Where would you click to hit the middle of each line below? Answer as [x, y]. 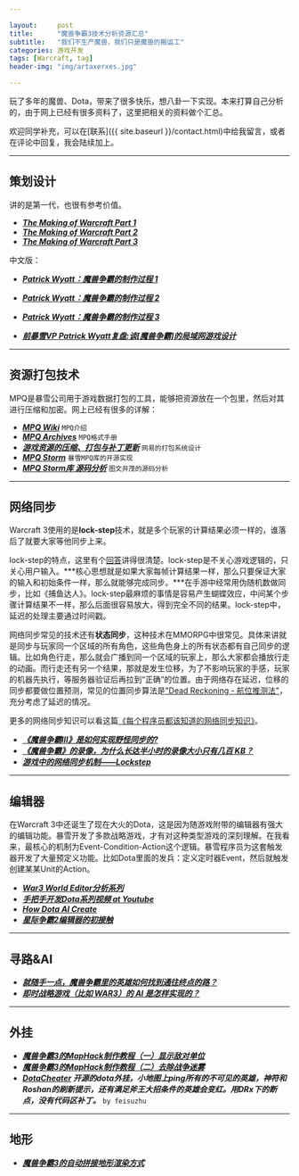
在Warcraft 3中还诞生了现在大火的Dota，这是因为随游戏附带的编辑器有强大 [146, 824]
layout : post [41, 25]
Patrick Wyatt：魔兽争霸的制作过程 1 [90, 278]
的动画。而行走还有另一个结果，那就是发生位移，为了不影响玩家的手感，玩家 [149, 668]
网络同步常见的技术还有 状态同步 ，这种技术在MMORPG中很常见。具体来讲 [144, 635]
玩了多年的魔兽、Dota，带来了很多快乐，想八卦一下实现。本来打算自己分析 [147, 101]
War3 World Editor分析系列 [73, 888]
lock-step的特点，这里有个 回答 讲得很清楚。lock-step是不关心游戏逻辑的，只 [149, 560]
